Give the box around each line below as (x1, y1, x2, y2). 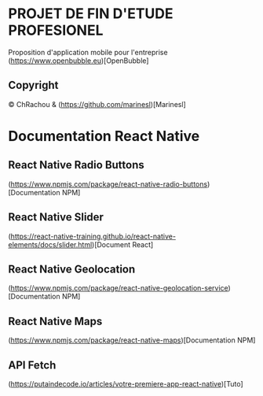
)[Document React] (91, 239, 154, 249)
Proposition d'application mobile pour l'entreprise (8, 47, 168, 57)
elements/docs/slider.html (8, 239, 93, 249)
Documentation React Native (8, 127, 200, 145)
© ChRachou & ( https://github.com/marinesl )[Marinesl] (8, 99, 186, 109)
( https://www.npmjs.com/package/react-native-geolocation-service (8, 283, 229, 293)
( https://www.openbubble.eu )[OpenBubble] (8, 56, 149, 65)
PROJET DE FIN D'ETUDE (8, 5, 174, 23)
